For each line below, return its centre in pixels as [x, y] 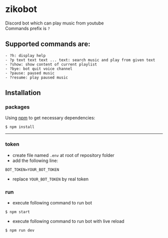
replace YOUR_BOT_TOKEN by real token [50, 179]
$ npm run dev [20, 230]
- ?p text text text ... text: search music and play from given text [80, 60]
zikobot [21, 9]
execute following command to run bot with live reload [68, 221]
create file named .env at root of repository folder [63, 155]
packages [17, 107]
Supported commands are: [48, 44]
